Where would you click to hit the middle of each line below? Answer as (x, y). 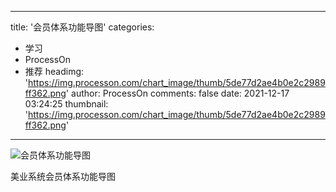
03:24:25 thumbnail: (66, 104)
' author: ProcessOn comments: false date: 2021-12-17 (177, 93)
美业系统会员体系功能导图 (63, 176)
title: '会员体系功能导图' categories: (82, 27)
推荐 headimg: (54, 71)
